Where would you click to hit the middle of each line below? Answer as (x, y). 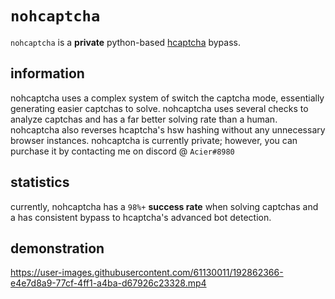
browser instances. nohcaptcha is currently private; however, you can (154, 140)
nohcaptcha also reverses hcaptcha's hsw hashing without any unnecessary (168, 129)
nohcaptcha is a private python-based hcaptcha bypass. (126, 42)
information (47, 73)
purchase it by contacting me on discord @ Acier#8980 (122, 151)
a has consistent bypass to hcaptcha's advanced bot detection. (141, 217)
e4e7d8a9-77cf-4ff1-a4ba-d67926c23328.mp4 (108, 283)
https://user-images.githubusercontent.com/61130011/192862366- (147, 273)
